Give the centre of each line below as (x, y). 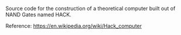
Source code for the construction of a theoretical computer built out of (90, 8)
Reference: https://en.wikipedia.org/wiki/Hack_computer (74, 26)
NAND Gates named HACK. (38, 15)
